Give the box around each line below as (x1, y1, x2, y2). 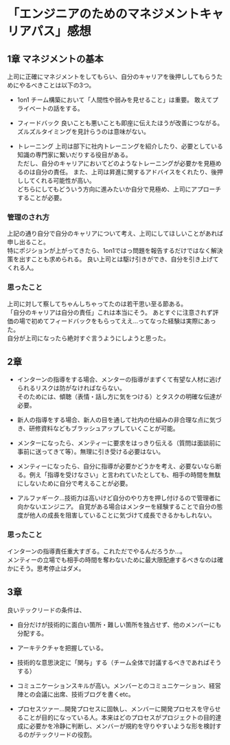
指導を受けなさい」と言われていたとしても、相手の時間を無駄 (47, 471, 221, 479)
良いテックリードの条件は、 (7, 605, 86, 614)
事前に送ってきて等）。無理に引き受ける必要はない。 (16, 447, 165, 456)
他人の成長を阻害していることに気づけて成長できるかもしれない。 (29, 511, 216, 520)
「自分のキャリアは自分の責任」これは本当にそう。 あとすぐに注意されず (7, 308, 213, 316)
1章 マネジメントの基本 (7, 53, 104, 65)
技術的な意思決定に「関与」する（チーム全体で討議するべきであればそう (16, 658, 222, 667)
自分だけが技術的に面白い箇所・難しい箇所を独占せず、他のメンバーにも (16, 620, 222, 629)
